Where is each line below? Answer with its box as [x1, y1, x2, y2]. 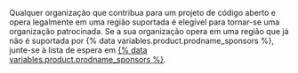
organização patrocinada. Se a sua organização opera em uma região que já [9, 26, 289, 36]
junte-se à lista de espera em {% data [9, 45, 148, 55]
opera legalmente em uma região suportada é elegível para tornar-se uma [9, 17, 280, 27]
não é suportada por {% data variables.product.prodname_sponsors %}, [9, 35, 274, 46]
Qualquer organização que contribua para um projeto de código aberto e [9, 8, 276, 18]
